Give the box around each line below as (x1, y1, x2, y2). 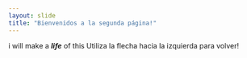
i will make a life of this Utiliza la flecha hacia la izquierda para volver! (8, 41, 240, 50)
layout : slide (8, 11, 57, 20)
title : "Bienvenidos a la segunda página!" (8, 19, 157, 27)
